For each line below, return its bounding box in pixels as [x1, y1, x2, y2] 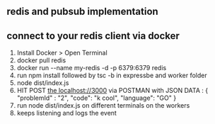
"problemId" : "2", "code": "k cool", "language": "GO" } [16, 94, 177, 102]
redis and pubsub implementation [6, 6, 158, 18]
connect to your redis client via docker [6, 30, 180, 42]
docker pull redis [16, 56, 66, 64]
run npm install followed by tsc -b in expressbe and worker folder [16, 71, 208, 80]
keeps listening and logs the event [16, 109, 117, 118]
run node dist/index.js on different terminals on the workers [16, 101, 190, 110]
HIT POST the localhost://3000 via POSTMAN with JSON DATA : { [16, 86, 209, 95]
